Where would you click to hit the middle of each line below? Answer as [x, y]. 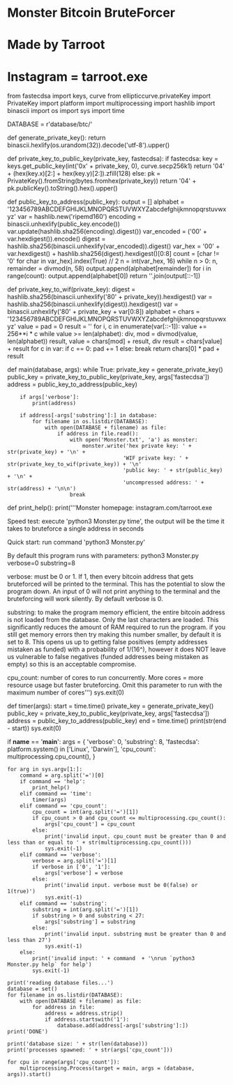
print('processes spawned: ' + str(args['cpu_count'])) [90, 1050]
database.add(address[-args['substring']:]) [123, 1026]
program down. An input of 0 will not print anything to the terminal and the [114, 591]
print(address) [54, 403]
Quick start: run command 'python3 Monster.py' [76, 542]
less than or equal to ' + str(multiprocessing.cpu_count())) [99, 843]
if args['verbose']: [50, 397]
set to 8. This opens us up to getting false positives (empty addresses [107, 642]
